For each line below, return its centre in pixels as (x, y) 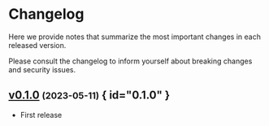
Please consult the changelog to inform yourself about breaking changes (130, 61)
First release (41, 115)
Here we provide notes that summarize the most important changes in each (135, 37)
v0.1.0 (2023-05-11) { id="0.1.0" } (89, 96)
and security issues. (42, 69)
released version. (37, 45)
